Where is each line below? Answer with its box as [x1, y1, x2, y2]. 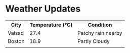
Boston [8, 37, 25, 44]
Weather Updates [5, 3, 81, 15]
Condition [88, 21, 112, 28]
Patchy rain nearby [77, 29, 122, 36]
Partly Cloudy [77, 37, 110, 44]
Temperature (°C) [29, 21, 73, 28]
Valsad [8, 29, 24, 36]
